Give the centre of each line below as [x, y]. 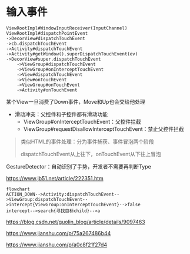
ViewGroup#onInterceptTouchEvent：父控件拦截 [82, 121]
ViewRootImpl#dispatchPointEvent [47, 33]
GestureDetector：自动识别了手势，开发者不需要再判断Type [79, 166]
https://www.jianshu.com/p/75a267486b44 [59, 233]
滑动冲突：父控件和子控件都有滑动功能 [61, 114]
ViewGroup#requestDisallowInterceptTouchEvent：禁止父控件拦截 [104, 129]
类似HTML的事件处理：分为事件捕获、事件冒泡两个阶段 [87, 141]
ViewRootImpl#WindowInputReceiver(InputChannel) [67, 28]
